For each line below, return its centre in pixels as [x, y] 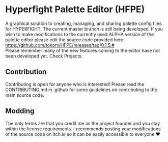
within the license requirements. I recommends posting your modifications [83, 129]
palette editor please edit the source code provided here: [65, 40]
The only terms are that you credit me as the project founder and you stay [83, 123]
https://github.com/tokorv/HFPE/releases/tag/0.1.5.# [60, 45]
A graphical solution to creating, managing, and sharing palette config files [83, 23]
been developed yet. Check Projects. [44, 56]
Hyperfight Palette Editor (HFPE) [75, 9]
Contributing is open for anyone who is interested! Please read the [75, 84]
